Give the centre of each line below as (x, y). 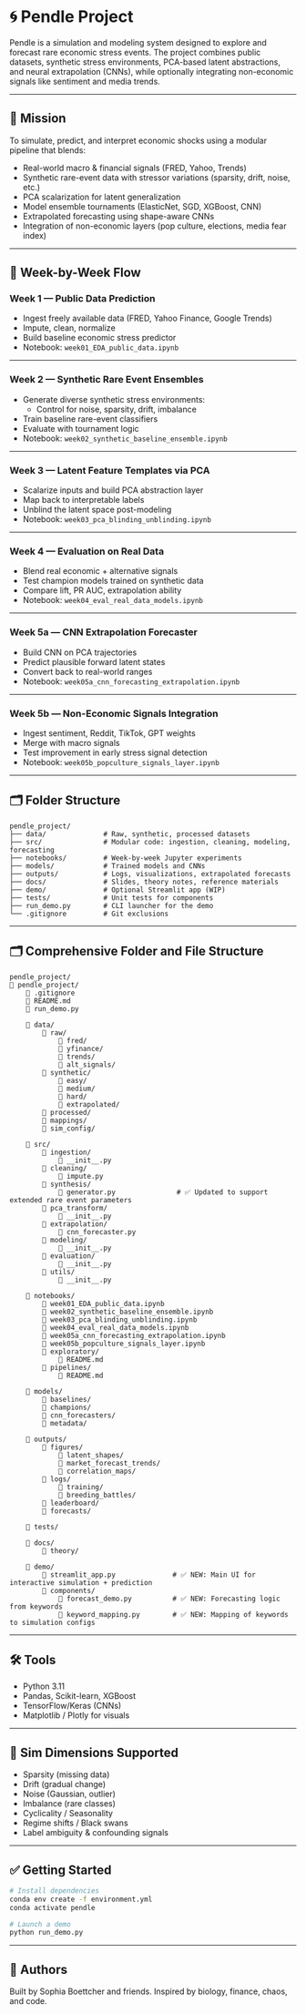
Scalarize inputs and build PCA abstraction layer (113, 490)
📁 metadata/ (65, 1423)
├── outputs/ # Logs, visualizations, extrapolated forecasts (150, 874)
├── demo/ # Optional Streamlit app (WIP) (117, 890)
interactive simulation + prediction (81, 1582)
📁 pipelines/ (67, 1367)
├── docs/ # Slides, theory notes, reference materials (144, 882)
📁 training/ (81, 1487)
